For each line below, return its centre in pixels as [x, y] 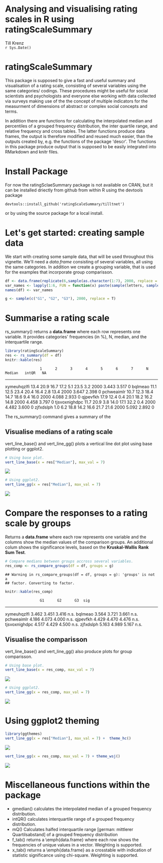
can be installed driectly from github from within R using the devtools [74, 190]
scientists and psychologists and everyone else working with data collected [81, 96]
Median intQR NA [26, 373]
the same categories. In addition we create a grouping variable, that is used [81, 267]
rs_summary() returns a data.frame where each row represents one [73, 332]
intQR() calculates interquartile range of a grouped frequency [73, 819]
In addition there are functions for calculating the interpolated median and [79, 121]
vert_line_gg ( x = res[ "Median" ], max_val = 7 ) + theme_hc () [68, 738]
